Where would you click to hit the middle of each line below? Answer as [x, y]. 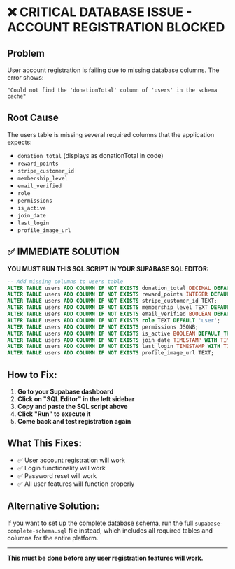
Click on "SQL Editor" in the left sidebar [76, 398]
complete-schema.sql [37, 531]
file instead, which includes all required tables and [141, 530]
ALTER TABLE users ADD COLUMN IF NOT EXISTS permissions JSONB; [103, 327]
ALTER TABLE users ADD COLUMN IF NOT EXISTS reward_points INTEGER [108, 294]
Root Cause [33, 118]
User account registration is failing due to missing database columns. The [113, 70]
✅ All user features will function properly [76, 484]
